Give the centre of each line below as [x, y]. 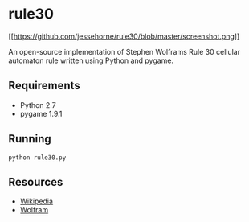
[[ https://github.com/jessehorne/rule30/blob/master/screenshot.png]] [124, 36]
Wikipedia [37, 201]
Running [30, 139]
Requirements [44, 86]
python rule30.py [37, 158]
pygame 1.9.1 [41, 113]
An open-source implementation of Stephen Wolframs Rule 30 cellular [124, 51]
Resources [36, 182]
